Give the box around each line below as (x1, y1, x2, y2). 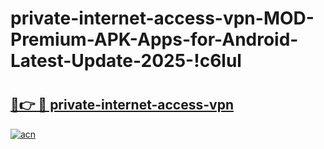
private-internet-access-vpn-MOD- (10, 7, 315, 30)
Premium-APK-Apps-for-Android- (10, 28, 299, 51)
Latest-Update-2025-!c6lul (10, 50, 242, 72)
